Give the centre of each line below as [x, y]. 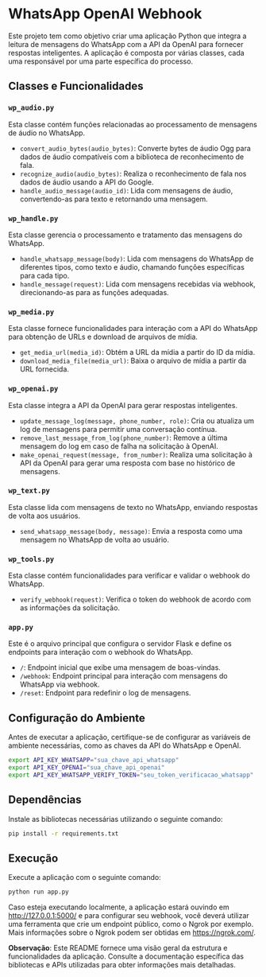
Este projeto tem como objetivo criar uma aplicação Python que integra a [127, 36]
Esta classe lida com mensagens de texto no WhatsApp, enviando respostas [133, 507]
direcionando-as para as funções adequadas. [94, 292]
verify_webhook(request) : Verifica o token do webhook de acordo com [135, 599]
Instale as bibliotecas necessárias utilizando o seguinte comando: [116, 819]
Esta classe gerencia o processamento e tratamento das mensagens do [125, 235]
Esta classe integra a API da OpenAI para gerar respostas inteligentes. [123, 405]
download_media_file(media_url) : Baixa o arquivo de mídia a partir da [133, 361]
